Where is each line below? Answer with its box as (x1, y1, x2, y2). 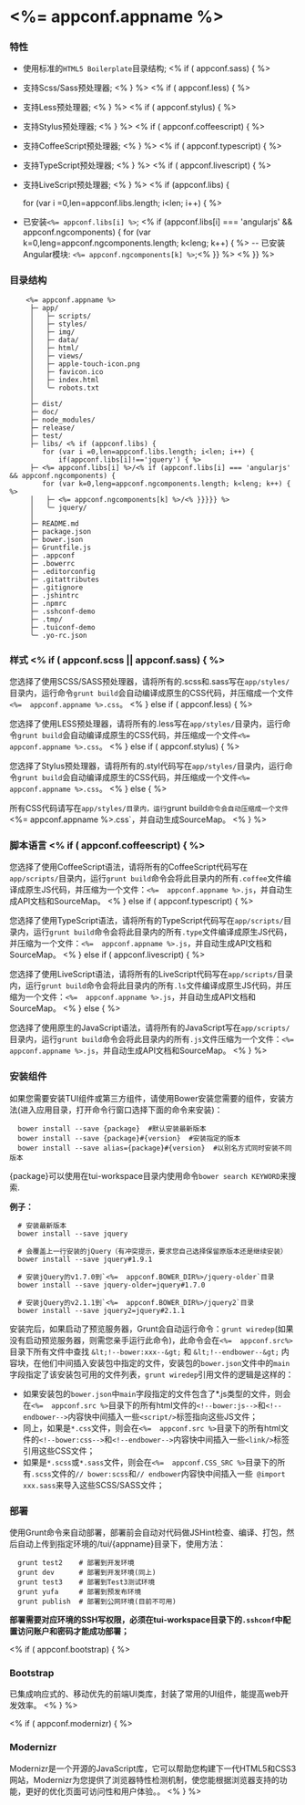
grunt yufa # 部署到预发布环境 (17, 1587, 142, 1596)
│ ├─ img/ (29, 327, 76, 337)
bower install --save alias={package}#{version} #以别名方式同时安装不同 (17, 1143, 292, 1153)
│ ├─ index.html (29, 375, 100, 384)
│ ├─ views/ (29, 351, 84, 360)
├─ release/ (29, 423, 76, 433)
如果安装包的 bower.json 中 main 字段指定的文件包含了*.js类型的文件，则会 (22, 1388, 291, 1399)
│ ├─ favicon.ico (29, 367, 104, 376)
